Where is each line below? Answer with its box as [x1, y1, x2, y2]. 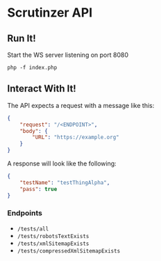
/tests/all [17, 225, 49, 233]
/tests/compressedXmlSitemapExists [17, 247, 121, 254]
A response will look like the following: [7, 159, 117, 168]
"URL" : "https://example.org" [32, 134, 119, 141]
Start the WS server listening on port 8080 [7, 51, 128, 59]
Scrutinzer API [7, 5, 93, 21]
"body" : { [19, 127, 49, 134]
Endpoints [7, 208, 43, 218]
